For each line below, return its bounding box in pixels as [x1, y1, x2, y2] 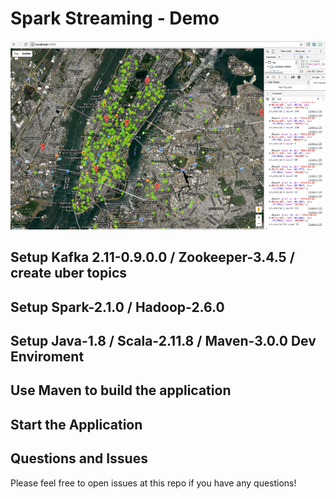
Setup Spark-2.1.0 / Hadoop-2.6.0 [10, 298, 225, 316]
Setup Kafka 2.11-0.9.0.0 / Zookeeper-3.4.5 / [10, 249, 295, 266]
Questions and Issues [10, 450, 148, 467]
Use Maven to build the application [10, 382, 232, 399]
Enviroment [10, 348, 85, 366]
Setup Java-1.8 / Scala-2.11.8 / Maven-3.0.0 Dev [10, 333, 317, 350]
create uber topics [10, 265, 128, 282]
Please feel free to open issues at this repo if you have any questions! [10, 477, 297, 489]
